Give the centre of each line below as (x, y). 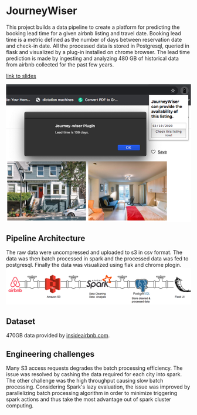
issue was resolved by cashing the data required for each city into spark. (94, 374)
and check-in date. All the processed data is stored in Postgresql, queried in (98, 46)
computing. (20, 405)
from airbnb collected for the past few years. (60, 64)
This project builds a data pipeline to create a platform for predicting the (93, 27)
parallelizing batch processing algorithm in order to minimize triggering (92, 393)
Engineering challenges (50, 354)
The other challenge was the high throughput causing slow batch (85, 380)
